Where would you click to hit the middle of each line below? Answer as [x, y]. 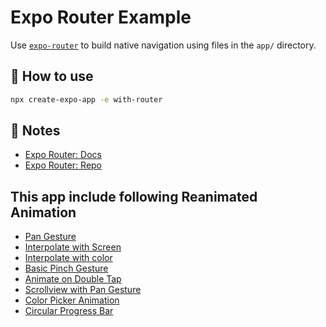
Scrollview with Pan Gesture [83, 290]
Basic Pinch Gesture [66, 268]
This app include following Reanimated [134, 196]
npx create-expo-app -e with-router [86, 99]
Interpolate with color [68, 258]
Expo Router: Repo [63, 165]
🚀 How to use [52, 76]
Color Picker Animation [72, 300]
